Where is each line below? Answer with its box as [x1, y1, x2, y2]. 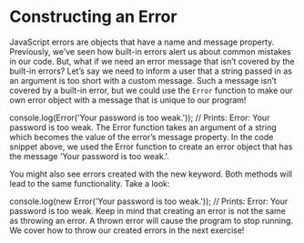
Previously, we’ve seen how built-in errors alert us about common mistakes [9, 46, 291, 56]
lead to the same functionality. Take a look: [9, 177, 170, 188]
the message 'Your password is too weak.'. [9, 150, 170, 161]
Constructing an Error [9, 6, 177, 27]
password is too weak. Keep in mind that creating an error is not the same [9, 205, 287, 216]
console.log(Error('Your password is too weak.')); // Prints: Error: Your [9, 112, 270, 123]
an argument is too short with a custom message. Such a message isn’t [9, 75, 278, 86]
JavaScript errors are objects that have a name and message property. [9, 36, 275, 47]
